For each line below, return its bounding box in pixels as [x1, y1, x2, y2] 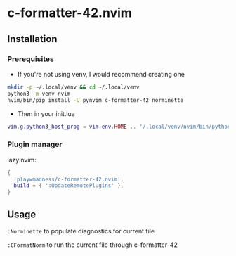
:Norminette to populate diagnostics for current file [7, 226, 155, 235]
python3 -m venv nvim [7, 90, 71, 97]
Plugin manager [7, 139, 63, 149]
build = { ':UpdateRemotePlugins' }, [13, 182, 124, 189]
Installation [7, 33, 58, 45]
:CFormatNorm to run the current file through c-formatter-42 [7, 241, 178, 249]
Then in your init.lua [17, 109, 75, 117]
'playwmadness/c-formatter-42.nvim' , [13, 176, 124, 183]
